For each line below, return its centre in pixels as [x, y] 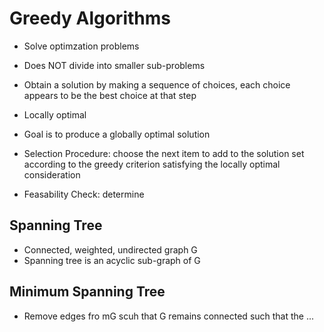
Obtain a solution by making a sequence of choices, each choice [157, 84]
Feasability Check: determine [84, 194]
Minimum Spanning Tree [87, 292]
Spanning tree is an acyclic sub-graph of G [112, 260]
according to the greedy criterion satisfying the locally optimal [152, 164]
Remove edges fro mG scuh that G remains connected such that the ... [169, 316]
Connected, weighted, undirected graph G [110, 249]
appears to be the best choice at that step [110, 95]
